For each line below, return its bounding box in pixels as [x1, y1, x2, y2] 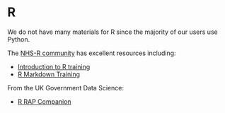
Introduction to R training [17, 62, 91, 71]
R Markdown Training [17, 70, 80, 78]
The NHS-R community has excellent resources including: [7, 49, 176, 57]
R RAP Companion [17, 97, 72, 106]
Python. [7, 35, 30, 43]
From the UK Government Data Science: [7, 83, 124, 92]
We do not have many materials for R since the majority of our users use [7, 28, 218, 36]
